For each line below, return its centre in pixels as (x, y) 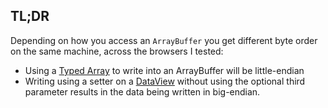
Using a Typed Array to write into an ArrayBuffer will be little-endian (164, 70)
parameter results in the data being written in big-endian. (142, 91)
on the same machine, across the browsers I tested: (117, 51)
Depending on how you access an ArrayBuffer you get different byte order (164, 40)
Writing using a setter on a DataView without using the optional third (165, 81)
